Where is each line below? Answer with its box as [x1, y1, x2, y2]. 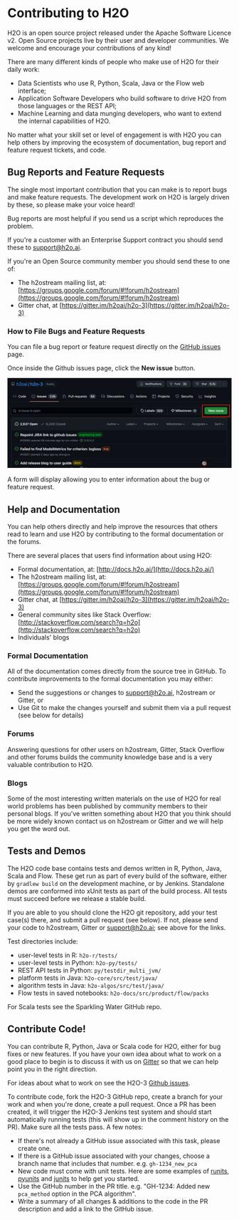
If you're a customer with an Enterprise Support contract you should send [7, 235, 223, 244]
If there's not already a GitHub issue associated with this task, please [17, 1136, 221, 1145]
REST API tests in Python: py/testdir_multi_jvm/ [17, 966, 161, 974]
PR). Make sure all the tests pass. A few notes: [7, 1122, 144, 1131]
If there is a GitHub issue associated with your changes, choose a [17, 1152, 210, 1160]
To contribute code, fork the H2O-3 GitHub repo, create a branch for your [7, 1092, 223, 1101]
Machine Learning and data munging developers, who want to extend [17, 109, 222, 118]
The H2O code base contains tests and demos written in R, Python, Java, [7, 864, 222, 872]
